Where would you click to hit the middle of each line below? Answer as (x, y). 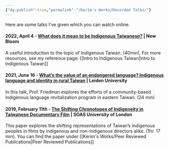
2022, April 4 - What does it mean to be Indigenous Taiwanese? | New (81, 36)
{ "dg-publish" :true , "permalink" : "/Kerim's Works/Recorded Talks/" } (78, 10)
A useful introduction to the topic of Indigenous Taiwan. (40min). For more (83, 53)
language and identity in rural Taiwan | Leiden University (66, 81)
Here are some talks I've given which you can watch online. (67, 24)
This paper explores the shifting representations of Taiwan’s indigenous (80, 126)
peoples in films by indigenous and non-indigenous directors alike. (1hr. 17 (83, 131)
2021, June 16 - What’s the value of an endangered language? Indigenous (84, 75)
